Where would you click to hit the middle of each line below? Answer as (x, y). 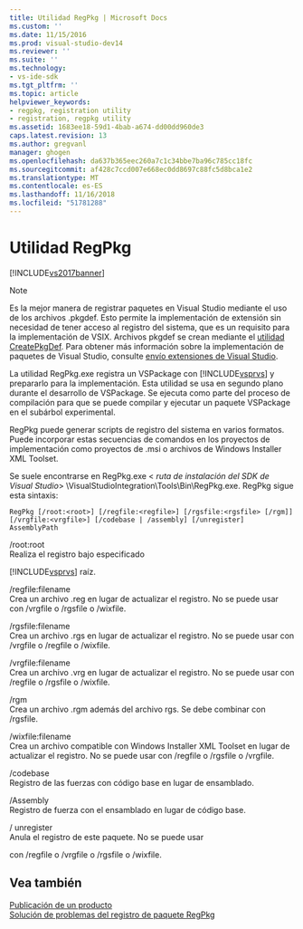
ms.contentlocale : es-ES (56, 187)
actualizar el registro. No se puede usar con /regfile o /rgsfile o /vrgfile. (142, 755)
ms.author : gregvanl (48, 144)
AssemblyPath (34, 527)
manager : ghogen (40, 152)
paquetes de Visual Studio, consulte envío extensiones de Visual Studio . (144, 356)
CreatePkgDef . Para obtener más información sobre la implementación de (147, 346)
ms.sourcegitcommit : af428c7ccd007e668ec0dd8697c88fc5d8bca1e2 (131, 169)
